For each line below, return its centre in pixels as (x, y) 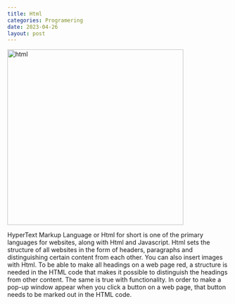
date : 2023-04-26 (33, 27)
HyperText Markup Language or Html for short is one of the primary (106, 235)
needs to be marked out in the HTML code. (70, 295)
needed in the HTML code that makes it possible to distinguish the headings (118, 272)
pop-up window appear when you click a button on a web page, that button (117, 287)
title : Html (25, 14)
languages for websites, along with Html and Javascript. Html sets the (109, 242)
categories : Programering (45, 20)
